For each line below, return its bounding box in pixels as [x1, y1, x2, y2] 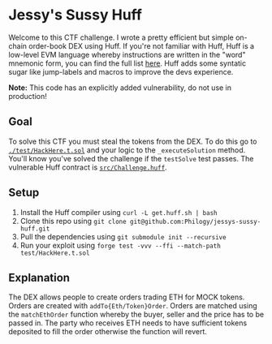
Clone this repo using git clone [19, 216, 127, 226]
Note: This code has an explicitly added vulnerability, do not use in [8, 83, 232, 92]
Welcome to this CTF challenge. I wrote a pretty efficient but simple [8, 32, 234, 42]
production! [8, 91, 47, 101]
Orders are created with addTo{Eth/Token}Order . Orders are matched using [8, 301, 257, 311]
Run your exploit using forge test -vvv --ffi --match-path [19, 240, 221, 250]
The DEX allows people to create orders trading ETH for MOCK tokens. [8, 292, 245, 302]
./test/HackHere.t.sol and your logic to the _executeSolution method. [8, 144, 246, 155]
